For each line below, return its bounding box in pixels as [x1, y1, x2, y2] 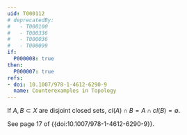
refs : [7, 74, 23, 82]
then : [7, 62, 23, 69]
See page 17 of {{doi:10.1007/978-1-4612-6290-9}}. [7, 120, 155, 128]
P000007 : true [13, 68, 54, 75]
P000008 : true [13, 55, 54, 62]
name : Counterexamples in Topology [13, 87, 117, 94]
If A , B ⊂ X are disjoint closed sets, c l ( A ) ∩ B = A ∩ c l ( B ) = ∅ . [7, 107, 181, 115]
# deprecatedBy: [7, 17, 54, 24]
